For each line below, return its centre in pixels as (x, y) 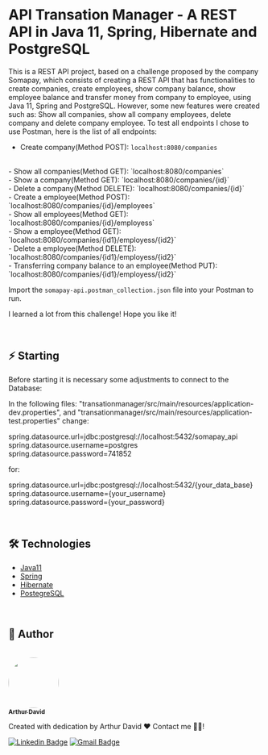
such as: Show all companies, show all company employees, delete (120, 114)
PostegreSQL (42, 593)
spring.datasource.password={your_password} (87, 502)
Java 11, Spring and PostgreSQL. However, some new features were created (134, 106)
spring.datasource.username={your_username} (87, 493)
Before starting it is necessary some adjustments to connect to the (119, 379)
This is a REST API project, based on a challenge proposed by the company (134, 71)
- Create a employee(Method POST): (69, 197)
